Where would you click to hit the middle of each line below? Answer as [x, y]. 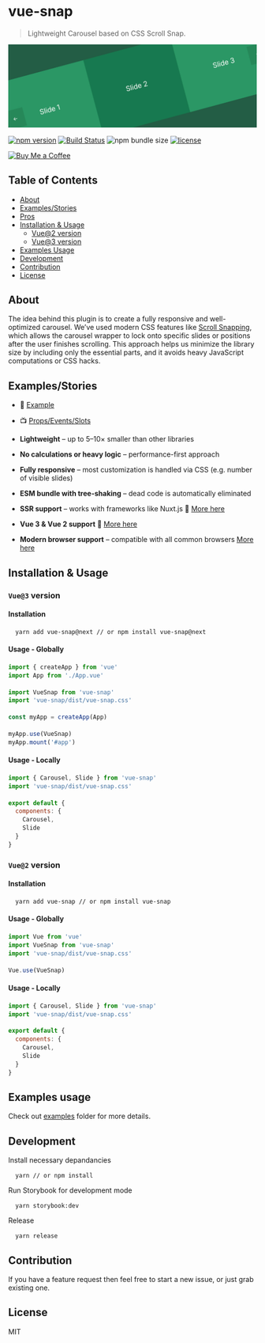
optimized [24, 328]
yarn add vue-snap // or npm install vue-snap [93, 901]
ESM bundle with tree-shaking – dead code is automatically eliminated [135, 494]
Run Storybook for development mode [70, 1190]
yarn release [37, 1236]
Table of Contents [53, 180]
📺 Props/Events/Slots [55, 421]
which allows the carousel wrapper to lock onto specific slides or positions [129, 336]
